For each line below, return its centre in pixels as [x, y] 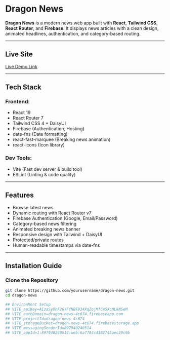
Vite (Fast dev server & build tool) [47, 169]
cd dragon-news [21, 295]
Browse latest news [33, 207]
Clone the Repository [32, 280]
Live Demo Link [22, 66]
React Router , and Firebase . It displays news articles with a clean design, [82, 28]
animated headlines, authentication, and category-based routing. [73, 33]
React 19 [22, 112]
